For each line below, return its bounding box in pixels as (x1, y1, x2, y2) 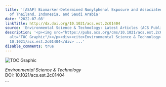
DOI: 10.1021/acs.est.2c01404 (5, 72, 65, 78)
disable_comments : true (5, 44, 54, 49)
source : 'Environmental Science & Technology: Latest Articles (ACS (5, 26, 149, 30)
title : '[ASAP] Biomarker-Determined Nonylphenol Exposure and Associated (5, 7, 163, 12)
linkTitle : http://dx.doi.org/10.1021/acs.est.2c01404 (5, 21, 121, 26)
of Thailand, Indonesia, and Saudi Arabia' (9, 12, 100, 17)
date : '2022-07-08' (5, 16, 45, 21)
